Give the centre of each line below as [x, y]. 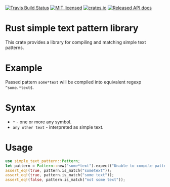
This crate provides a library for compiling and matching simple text [76, 42]
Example [24, 68]
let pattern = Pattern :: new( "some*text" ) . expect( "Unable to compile [79, 166]
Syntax [20, 108]
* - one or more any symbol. [42, 122]
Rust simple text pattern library [72, 28]
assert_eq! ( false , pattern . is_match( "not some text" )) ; [65, 180]
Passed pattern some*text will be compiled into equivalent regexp [73, 82]
